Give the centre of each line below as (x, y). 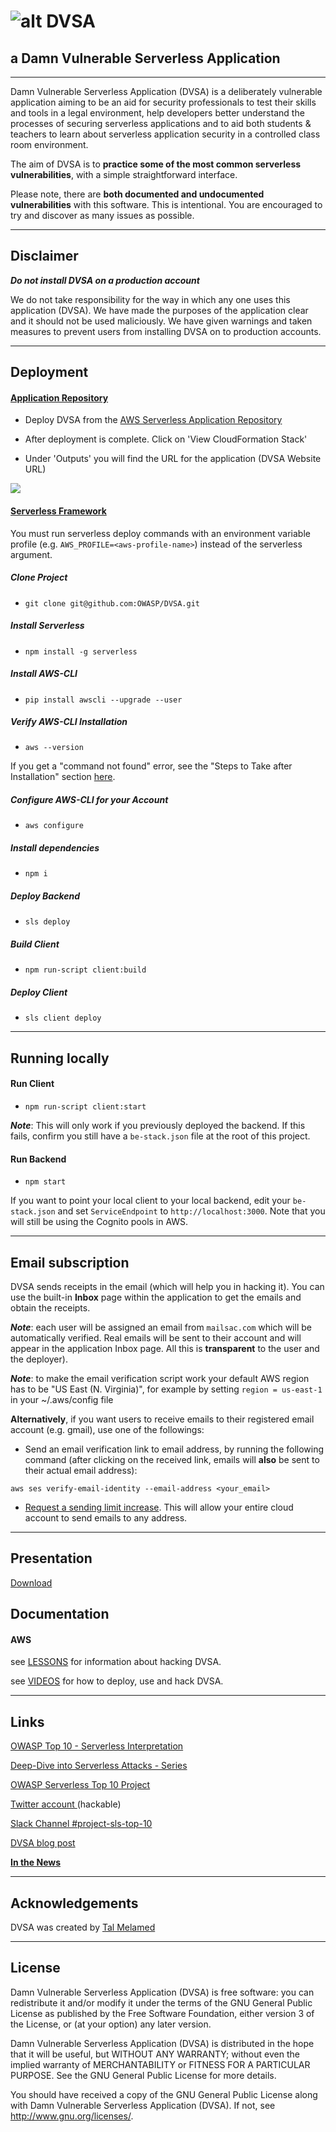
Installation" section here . (63, 777)
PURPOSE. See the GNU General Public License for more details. (143, 2075)
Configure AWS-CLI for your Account (89, 800)
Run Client (32, 1084)
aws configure (54, 826)
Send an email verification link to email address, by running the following (174, 1449)
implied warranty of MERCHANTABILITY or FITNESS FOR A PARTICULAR (160, 2064)
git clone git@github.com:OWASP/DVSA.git (112, 603)
